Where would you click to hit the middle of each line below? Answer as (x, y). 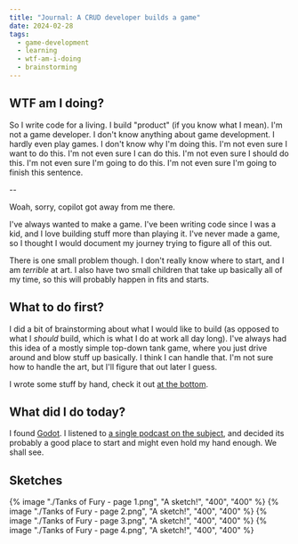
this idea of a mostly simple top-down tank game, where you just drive (138, 348)
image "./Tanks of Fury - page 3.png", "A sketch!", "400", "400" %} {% (138, 521)
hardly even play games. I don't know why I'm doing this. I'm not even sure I (148, 144)
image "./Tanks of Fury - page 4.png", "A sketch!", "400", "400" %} (132, 531)
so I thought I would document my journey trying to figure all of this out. (141, 243)
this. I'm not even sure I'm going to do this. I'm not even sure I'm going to (143, 162)
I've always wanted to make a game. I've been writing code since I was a (143, 224)
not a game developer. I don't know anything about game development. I (142, 134)
